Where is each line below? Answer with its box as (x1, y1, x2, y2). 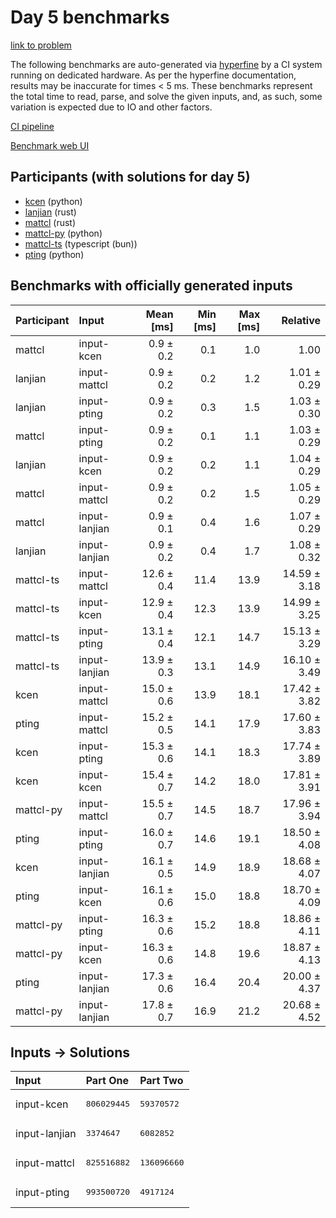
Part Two (139, 1074, 184, 1088)
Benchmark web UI (10, 139, 90, 151)
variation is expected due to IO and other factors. (10, 101, 213, 113)
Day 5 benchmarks (10, 6, 170, 29)
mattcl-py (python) (24, 227, 103, 239)
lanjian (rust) (24, 206, 77, 218)
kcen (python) (24, 195, 83, 207)
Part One (85, 1074, 129, 1088)
